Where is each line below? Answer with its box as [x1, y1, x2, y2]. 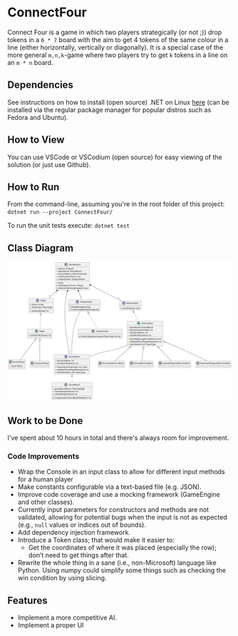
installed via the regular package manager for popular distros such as [7, 105, 212, 114]
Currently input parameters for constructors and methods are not [17, 505, 209, 514]
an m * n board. [7, 58, 53, 66]
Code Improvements [7, 451, 80, 461]
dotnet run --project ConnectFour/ [7, 208, 113, 216]
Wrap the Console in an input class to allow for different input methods [17, 468, 226, 476]
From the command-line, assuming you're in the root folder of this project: [7, 200, 225, 208]
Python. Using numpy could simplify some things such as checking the [17, 566, 227, 575]
